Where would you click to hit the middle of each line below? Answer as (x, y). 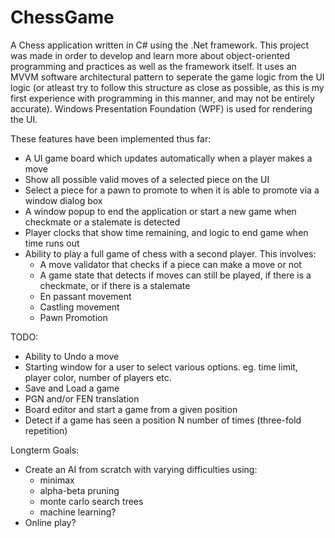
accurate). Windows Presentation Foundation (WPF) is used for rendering (161, 108)
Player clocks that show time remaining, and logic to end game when (166, 232)
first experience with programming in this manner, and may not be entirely (162, 98)
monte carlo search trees (91, 501)
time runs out (52, 243)
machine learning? (78, 512)
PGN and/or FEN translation (82, 398)
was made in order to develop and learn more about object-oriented (150, 55)
